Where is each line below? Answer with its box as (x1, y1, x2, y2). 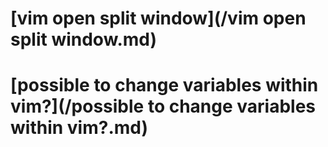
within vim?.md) (10, 117, 149, 139)
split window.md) (10, 28, 158, 51)
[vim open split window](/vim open (10, 7, 307, 30)
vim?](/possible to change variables (10, 95, 317, 118)
